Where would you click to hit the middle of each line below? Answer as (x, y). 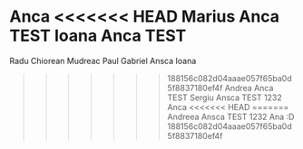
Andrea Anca (249, 88)
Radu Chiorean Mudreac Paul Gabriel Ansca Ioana (103, 61)
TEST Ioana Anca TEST (98, 36)
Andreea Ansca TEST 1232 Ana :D (231, 116)
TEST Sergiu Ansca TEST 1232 (225, 98)
